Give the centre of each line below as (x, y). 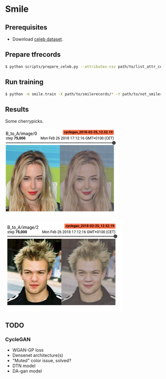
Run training (24, 82)
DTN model (24, 366)
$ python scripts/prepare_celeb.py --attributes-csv (61, 67)
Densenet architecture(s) (38, 355)
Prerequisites (26, 27)
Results (17, 109)
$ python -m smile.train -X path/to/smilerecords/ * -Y (63, 94)
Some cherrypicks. (24, 121)
